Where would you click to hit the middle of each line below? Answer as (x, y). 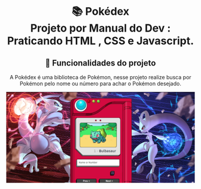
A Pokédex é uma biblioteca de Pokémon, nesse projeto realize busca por (100, 77)
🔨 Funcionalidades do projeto (100, 63)
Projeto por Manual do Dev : (100, 28)
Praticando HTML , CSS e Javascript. (100, 41)
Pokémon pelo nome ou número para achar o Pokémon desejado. (100, 83)
